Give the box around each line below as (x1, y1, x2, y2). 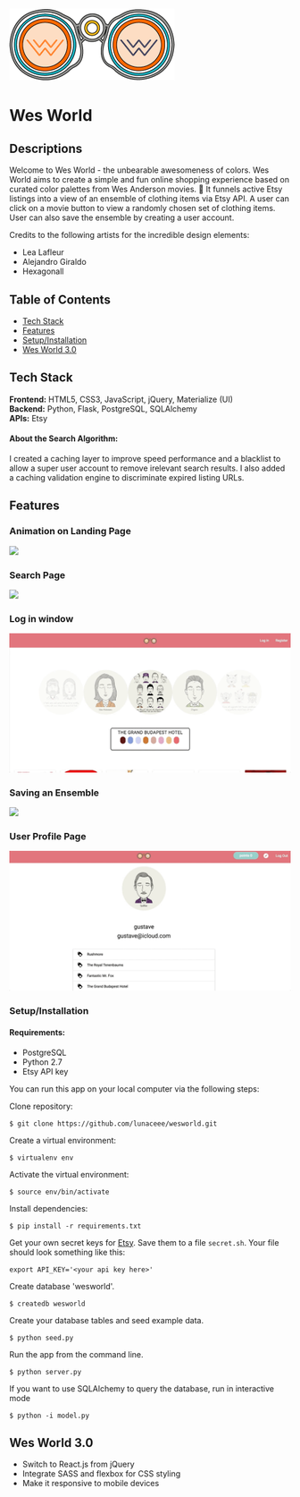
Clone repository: (9, 1101, 73, 1111)
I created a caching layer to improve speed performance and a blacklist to (9, 454, 281, 464)
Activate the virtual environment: (9, 1169, 129, 1179)
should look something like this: (9, 1246, 126, 1257)
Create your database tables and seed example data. (9, 1314, 204, 1325)
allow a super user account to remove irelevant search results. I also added (9, 463, 286, 473)
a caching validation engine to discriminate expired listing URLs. (9, 472, 245, 483)
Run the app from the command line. (9, 1348, 144, 1359)
